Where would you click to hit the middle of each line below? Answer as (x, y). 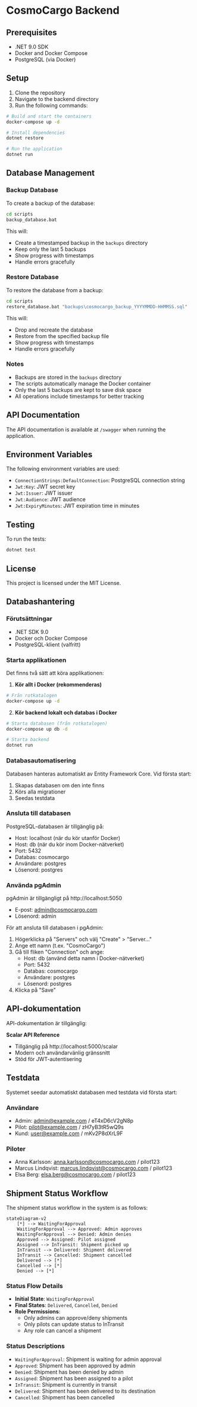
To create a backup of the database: (51, 203)
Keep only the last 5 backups (50, 249)
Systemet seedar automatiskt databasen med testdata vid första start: (92, 1092)
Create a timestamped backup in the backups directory (81, 243)
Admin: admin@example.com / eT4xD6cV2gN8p (74, 1121)
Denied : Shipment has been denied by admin (69, 1372)
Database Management (51, 173)
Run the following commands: (51, 105)
